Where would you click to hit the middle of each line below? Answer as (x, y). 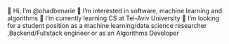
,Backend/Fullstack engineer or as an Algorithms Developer (93, 33)
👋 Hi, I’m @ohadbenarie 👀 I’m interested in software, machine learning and (115, 11)
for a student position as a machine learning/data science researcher (107, 25)
